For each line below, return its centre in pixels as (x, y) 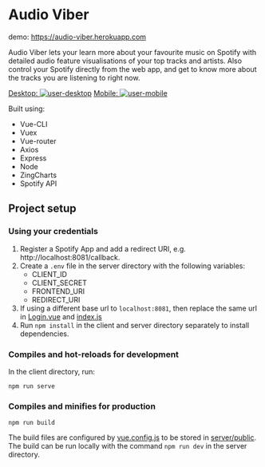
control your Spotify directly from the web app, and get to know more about (132, 69)
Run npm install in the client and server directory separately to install (134, 325)
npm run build (32, 423)
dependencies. (44, 334)
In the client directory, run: (52, 371)
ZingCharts (38, 175)
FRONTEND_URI (58, 291)
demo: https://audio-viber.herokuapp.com (77, 37)
